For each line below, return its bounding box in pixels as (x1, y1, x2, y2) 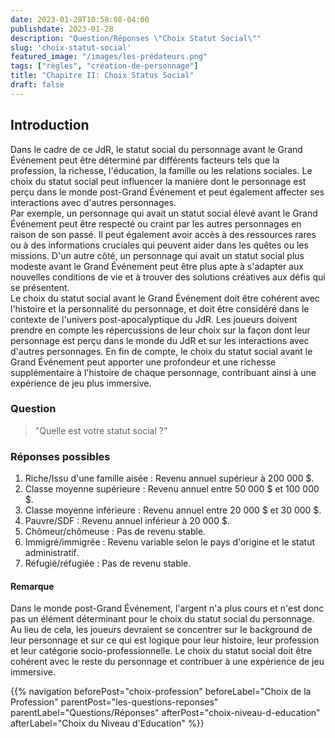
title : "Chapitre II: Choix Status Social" (10, 71, 195, 81)
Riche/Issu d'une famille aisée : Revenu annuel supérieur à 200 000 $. (24, 472, 315, 485)
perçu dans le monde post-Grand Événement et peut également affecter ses (10, 186, 325, 198)
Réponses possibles (10, 449, 111, 463)
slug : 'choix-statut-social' (10, 42, 132, 53)
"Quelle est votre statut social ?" (34, 424, 168, 436)
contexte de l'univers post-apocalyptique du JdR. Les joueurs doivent (10, 313, 298, 325)
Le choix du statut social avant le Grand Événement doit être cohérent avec (10, 292, 320, 304)
